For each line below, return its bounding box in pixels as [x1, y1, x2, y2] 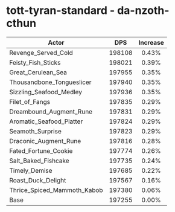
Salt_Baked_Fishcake [9, 156, 69, 165]
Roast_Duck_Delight [9, 176, 66, 184]
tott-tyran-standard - [6, 4, 115, 18]
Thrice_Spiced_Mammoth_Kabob [9, 185, 104, 194]
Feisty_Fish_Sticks [9, 58, 61, 66]
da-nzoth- [116, 4, 170, 18]
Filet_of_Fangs [9, 97, 50, 106]
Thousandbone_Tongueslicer [9, 78, 92, 86]
